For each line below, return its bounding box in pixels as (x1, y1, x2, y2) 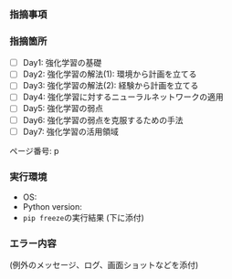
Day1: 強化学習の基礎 (22, 57, 102, 68)
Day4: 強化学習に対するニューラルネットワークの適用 (22, 91, 224, 102)
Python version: (22, 201, 82, 212)
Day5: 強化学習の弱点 (22, 103, 103, 114)
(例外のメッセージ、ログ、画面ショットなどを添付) (9, 260, 199, 271)
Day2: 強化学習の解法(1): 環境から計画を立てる (22, 68, 197, 79)
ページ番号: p (9, 145, 59, 156)
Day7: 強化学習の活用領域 (22, 126, 119, 137)
